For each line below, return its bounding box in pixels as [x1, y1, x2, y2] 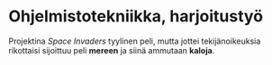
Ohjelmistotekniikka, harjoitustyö [8, 6, 263, 27]
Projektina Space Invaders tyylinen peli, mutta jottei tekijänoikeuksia [8, 36, 261, 46]
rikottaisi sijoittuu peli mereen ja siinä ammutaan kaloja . [8, 45, 215, 55]
